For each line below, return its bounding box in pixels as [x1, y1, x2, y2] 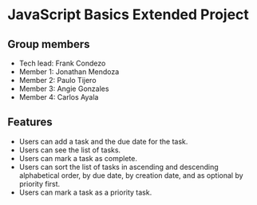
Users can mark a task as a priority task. [18, 187, 152, 197]
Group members [7, 37, 90, 51]
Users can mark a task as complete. [18, 153, 137, 163]
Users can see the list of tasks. [18, 145, 121, 155]
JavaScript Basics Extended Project [7, 6, 249, 24]
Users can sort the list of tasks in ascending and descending [18, 162, 219, 171]
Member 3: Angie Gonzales [18, 84, 109, 93]
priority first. [18, 179, 61, 188]
